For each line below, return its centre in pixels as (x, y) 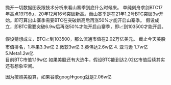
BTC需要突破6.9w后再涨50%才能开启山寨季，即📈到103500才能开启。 (92, 26)
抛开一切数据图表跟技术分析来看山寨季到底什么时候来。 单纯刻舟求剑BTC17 (84, 7)
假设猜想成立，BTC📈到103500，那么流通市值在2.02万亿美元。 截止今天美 (83, 39)
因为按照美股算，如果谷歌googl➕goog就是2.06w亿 (59, 77)
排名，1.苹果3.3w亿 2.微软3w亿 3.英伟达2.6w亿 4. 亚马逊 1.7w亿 (81, 47)
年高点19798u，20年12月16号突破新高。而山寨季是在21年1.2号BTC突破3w (82, 14)
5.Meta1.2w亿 (20, 53)
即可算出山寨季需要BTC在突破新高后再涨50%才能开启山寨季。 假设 (84, 20)
